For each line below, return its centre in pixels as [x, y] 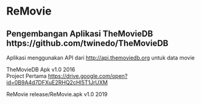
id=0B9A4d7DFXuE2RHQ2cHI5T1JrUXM [57, 82]
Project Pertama [26, 76]
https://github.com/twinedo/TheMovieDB [87, 43]
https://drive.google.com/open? [88, 76]
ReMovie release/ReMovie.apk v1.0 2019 [57, 94]
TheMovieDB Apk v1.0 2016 [41, 69]
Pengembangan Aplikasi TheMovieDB [80, 34]
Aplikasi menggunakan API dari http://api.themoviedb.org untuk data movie [100, 58]
